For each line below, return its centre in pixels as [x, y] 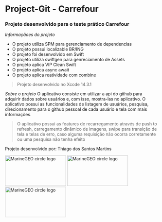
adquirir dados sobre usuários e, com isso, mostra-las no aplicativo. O [75, 99]
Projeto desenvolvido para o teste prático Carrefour [67, 24]
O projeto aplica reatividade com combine [54, 75]
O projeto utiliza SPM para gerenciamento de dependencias [72, 44]
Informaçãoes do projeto [30, 34]
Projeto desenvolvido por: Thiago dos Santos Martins [58, 149]
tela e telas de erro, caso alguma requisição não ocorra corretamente [86, 134]
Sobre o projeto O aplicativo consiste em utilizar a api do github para [74, 94]
